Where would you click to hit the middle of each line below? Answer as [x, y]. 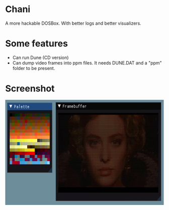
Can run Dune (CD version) [40, 57]
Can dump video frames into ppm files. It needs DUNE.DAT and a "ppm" [87, 63]
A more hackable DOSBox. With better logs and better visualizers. [73, 23]
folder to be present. [34, 68]
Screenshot [30, 89]
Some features [36, 44]
